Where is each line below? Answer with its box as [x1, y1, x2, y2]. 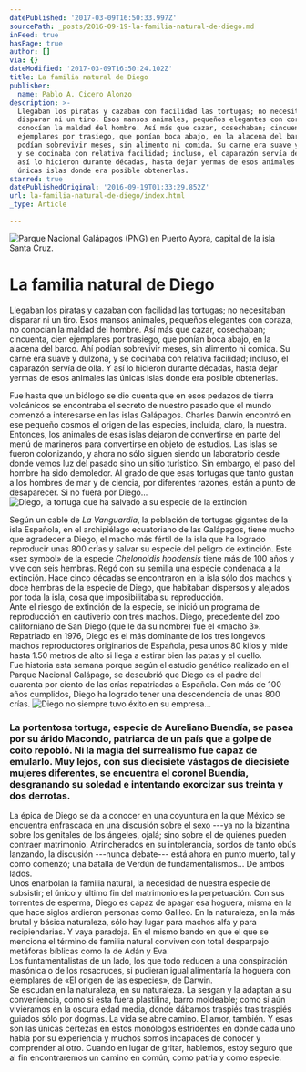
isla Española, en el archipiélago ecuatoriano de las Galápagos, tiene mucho [9, 523, 295, 534]
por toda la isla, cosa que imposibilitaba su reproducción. [9, 592, 225, 603]
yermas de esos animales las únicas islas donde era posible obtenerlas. [9, 372, 279, 383]
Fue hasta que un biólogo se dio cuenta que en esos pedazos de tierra [9, 389, 275, 401]
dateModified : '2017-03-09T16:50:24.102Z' [9, 65, 173, 74]
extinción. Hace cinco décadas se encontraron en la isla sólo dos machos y [9, 572, 293, 583]
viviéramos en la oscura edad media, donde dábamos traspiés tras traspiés [9, 1004, 291, 1015]
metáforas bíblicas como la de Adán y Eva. [9, 945, 170, 957]
